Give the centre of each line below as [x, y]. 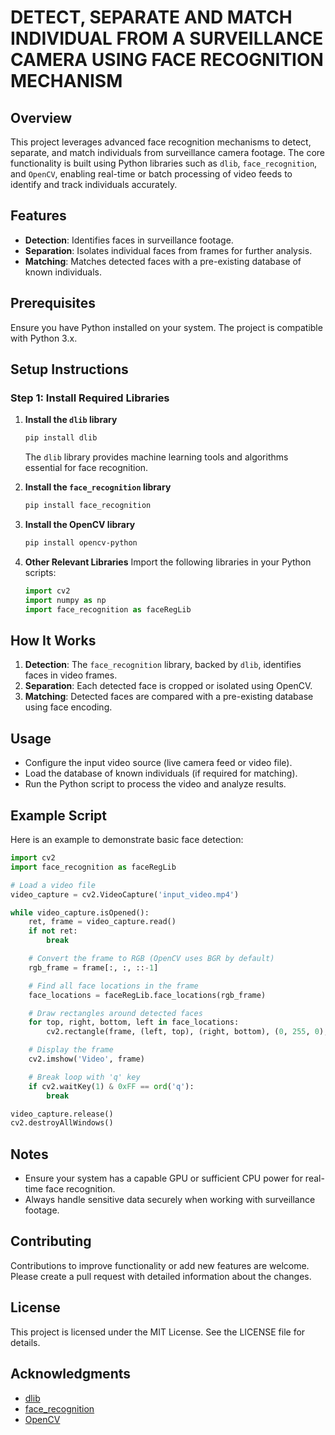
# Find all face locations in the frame [113, 986]
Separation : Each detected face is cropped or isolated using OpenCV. [168, 686]
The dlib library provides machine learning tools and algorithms [156, 457]
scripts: [40, 572]
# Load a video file [53, 885]
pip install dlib [61, 438]
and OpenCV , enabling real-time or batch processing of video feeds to [151, 174]
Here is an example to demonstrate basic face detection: [127, 839]
